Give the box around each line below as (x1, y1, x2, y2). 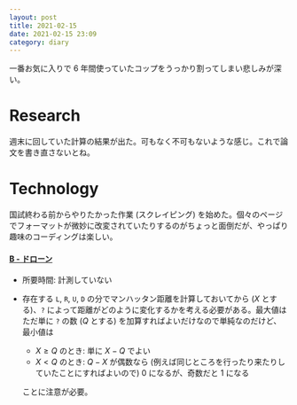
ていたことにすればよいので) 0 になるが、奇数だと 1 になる (35, 368, 250, 378)
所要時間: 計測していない (21, 275, 113, 285)
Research (9, 105, 82, 126)
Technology (9, 179, 99, 199)
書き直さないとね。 (24, 147, 95, 158)
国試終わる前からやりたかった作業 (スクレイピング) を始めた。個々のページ (9, 209, 284, 220)
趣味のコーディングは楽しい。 (9, 231, 118, 242)
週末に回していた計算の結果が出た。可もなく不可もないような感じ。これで (9, 136, 281, 147)
